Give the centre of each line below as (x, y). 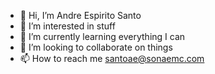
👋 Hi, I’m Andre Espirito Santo (80, 15)
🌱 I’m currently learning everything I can (102, 36)
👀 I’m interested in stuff (67, 26)
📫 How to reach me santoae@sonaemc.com (112, 58)
